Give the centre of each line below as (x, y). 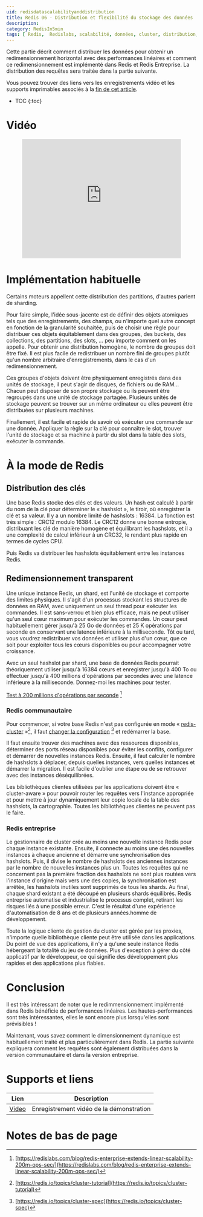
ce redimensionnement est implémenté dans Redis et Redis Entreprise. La (98, 65)
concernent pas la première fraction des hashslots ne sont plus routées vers (101, 874)
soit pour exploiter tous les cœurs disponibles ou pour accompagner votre (99, 645)
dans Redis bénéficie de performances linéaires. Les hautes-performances (100, 1011)
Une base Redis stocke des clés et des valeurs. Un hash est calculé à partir (100, 503)
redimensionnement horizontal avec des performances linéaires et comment (101, 58)
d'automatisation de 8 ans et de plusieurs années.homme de (82, 913)
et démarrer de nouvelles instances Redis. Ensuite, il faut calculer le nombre (101, 756)
